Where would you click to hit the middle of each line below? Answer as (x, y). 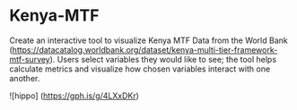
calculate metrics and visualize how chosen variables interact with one (140, 69)
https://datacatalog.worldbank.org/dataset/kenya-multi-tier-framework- (145, 49)
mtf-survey (30, 59)
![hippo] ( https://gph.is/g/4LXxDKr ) (74, 96)
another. (25, 78)
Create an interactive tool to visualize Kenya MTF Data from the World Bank (149, 40)
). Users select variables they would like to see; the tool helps (163, 59)
